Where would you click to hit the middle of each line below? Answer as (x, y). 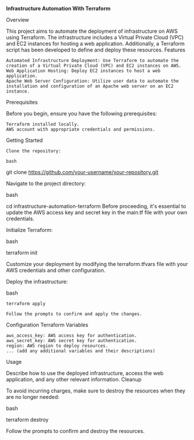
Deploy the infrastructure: (37, 282)
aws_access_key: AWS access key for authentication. (72, 336)
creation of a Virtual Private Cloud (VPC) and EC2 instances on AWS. (94, 66)
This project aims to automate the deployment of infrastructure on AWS (92, 31)
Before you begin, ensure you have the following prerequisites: (82, 113)
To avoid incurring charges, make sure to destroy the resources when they (96, 391)
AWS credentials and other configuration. (56, 270)
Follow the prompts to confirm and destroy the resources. (75, 431)
